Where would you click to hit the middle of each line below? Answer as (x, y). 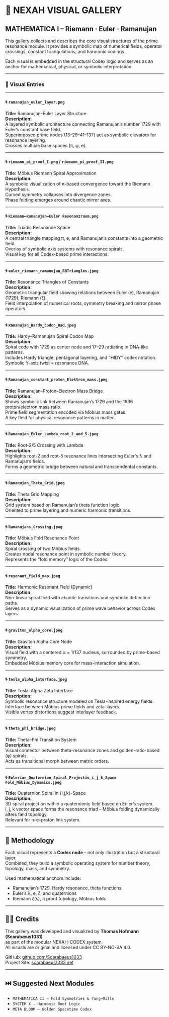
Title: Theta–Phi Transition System (41, 739)
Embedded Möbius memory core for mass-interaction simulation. (73, 663)
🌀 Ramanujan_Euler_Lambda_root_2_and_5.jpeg (52, 434)
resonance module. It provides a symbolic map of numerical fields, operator (84, 46)
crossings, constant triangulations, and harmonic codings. (65, 52)
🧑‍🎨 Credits (22, 919)
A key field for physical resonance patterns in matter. (60, 417)
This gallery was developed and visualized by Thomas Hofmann (72, 931)
